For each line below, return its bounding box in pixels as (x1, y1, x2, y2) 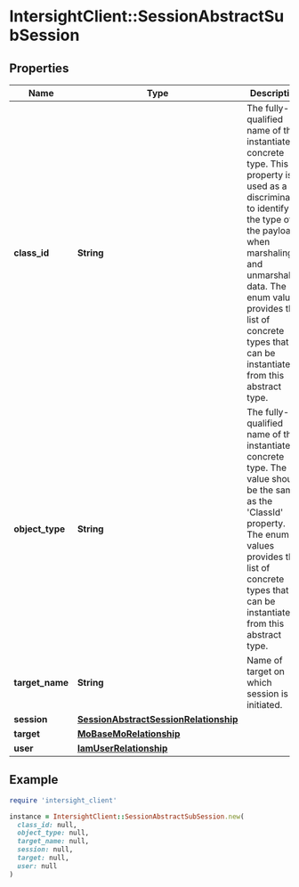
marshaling (246, 247, 294, 259)
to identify (246, 202, 289, 215)
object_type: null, (17, 828, 90, 838)
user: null (17, 861, 58, 870)
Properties (9, 61, 69, 76)
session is (246, 688, 289, 700)
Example (9, 772, 59, 787)
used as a (246, 180, 287, 192)
